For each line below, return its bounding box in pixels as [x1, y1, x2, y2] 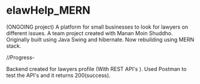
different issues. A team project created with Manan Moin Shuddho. [6, 29, 173, 36]
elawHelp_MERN [6, 4, 91, 17]
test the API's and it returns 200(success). [6, 71, 111, 79]
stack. [6, 42, 22, 49]
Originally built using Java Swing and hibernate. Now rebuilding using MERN [6, 36, 195, 43]
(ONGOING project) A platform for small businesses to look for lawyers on [6, 23, 189, 30]
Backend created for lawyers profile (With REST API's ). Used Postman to [6, 65, 187, 72]
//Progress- [6, 54, 35, 61]
